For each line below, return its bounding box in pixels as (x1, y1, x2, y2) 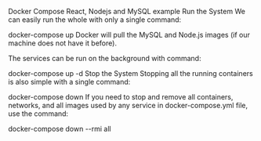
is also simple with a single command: (8, 78, 131, 86)
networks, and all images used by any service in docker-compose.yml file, (8, 101, 248, 110)
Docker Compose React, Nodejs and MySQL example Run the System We (8, 7, 245, 16)
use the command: (8, 109, 69, 118)
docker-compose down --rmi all (8, 125, 111, 133)
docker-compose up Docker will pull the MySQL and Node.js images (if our (8, 31, 251, 39)
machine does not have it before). (8, 38, 118, 48)
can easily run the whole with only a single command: (8, 15, 182, 24)
